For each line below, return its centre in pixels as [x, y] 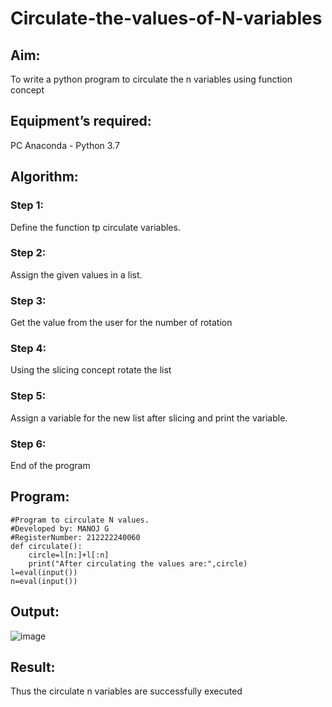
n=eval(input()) [44, 581]
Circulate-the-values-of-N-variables [166, 18]
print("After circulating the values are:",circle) [138, 563]
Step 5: [28, 396]
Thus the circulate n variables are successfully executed [126, 691]
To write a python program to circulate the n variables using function [151, 79]
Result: [33, 667]
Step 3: [28, 300]
